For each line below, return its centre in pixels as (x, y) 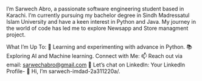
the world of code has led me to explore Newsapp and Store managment (97, 28)
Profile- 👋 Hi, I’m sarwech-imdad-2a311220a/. (63, 71)
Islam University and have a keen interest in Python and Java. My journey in (101, 22)
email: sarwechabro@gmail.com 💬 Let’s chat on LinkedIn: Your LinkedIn (96, 65)
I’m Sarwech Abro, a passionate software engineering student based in (95, 9)
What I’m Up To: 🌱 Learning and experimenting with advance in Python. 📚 (99, 47)
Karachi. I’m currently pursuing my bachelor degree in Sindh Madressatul (98, 15)
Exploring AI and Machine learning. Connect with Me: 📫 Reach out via (94, 56)
